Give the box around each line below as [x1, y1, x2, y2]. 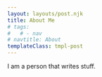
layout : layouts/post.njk [7, 10, 83, 17]
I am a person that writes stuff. [7, 62, 96, 70]
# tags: [7, 23, 30, 30]
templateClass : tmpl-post [7, 43, 83, 50]
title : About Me [7, 17, 55, 24]
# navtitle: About [7, 36, 61, 43]
